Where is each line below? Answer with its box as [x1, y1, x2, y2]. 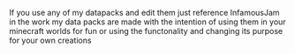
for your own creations [9, 35, 92, 45]
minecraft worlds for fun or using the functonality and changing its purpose [9, 26, 284, 36]
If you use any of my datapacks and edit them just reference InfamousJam [9, 8, 280, 17]
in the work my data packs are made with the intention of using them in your [9, 17, 286, 27]
